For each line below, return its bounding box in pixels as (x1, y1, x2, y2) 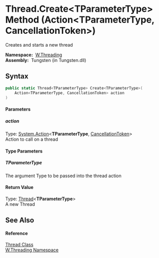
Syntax (5, 72, 29, 81)
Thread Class (5, 242, 34, 248)
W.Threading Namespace (5, 247, 59, 253)
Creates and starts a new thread (5, 41, 73, 48)
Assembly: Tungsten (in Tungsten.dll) (5, 57, 86, 63)
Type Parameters (5, 148, 43, 154)
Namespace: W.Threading (5, 52, 62, 58)
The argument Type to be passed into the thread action (5, 173, 122, 179)
